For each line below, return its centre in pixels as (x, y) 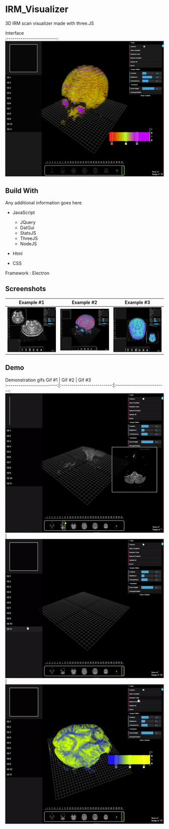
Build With (22, 190)
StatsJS (28, 233)
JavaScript (24, 212)
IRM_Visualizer (37, 9)
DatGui (27, 228)
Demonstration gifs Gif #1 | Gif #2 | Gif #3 (48, 380)
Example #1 (31, 302)
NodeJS (28, 244)
